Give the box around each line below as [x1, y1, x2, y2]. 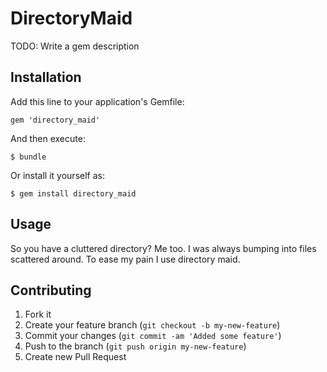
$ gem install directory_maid [10, 188, 137, 199]
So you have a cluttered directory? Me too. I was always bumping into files [10, 242, 317, 254]
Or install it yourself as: [10, 169, 105, 181]
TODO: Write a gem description [10, 40, 140, 52]
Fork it [24, 308, 52, 321]
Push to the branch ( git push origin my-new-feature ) [24, 340, 247, 352]
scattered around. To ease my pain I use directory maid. [10, 253, 241, 265]
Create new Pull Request [24, 351, 127, 363]
